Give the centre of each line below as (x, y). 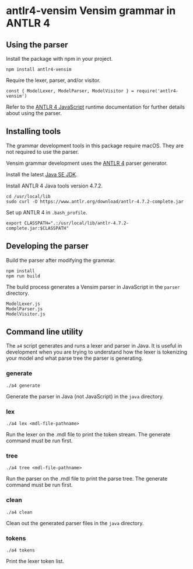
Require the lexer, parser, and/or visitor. (53, 80)
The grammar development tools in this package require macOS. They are (95, 145)
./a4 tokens (20, 550)
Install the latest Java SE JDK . (42, 174)
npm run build (23, 276)
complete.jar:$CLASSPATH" (37, 228)
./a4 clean (19, 512)
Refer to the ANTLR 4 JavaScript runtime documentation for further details (96, 107)
